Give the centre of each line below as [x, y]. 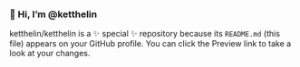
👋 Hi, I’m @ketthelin [53, 14]
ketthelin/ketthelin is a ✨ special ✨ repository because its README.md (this [145, 34]
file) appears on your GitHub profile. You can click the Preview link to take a [150, 44]
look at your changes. [50, 54]
